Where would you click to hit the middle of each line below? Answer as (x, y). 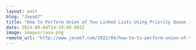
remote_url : (20, 38)
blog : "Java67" (24, 17)
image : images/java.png (35, 33)
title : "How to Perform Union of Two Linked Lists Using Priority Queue (96, 22)
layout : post (22, 11)
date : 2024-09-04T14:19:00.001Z (45, 27)
